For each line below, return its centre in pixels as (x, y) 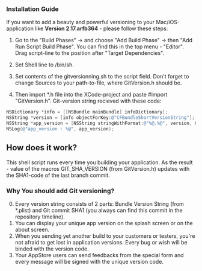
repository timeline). (40, 217)
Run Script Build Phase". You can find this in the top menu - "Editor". (99, 46)
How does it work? (42, 148)
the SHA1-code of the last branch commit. (58, 175)
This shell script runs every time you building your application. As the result (99, 162)
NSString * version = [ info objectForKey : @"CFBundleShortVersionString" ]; (101, 118)
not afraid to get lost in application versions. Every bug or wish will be (101, 242)
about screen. (32, 229)
